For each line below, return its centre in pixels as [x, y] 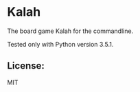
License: [26, 66]
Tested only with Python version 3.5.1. [60, 44]
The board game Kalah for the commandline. [70, 31]
